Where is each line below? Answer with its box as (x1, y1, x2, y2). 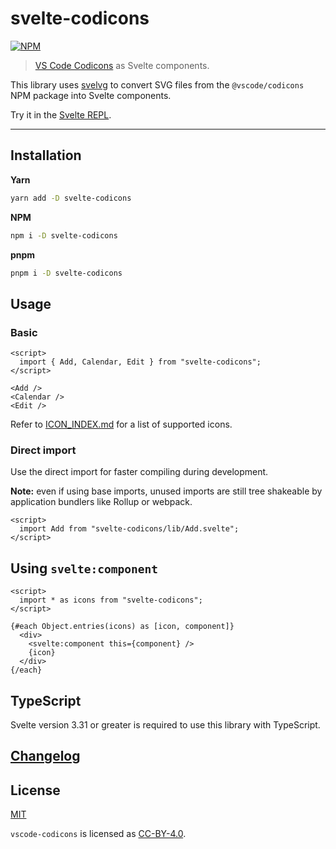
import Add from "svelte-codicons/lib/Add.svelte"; (19, 524, 240, 534)
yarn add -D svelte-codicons (10, 193, 132, 203)
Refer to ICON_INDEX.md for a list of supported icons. (10, 418, 233, 431)
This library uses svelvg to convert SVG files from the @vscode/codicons (10, 78, 305, 91)
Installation (10, 147, 82, 164)
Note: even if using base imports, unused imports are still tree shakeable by (10, 485, 323, 497)
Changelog (10, 748, 81, 765)
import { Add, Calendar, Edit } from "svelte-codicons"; (19, 357, 262, 367)
